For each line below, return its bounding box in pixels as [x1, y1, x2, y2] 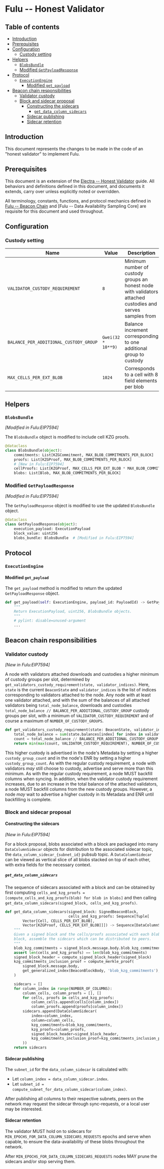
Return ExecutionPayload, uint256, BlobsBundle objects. [14, 609, 132, 614]
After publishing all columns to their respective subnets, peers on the [5, 1096, 144, 1102]
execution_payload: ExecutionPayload [14, 526, 91, 531]
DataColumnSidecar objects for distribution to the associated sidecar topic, [5, 846, 154, 852]
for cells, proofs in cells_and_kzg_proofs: [22, 995, 115, 1000]
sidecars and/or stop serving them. [5, 1158, 76, 1164]
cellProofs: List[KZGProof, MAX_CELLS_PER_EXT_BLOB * [14, 466, 125, 471]
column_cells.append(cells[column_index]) [31, 1000, 119, 1005]
